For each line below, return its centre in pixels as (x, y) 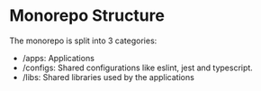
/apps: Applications (58, 58)
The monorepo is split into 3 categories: (83, 41)
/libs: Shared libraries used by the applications (108, 77)
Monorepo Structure (87, 16)
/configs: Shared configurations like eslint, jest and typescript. (138, 68)
